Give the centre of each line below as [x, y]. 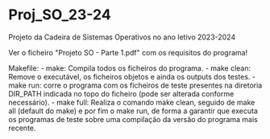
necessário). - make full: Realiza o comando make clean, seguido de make [132, 102]
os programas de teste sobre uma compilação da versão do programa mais [133, 119]
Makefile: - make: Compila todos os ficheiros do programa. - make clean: [130, 68]
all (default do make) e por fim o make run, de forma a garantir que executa [133, 111]
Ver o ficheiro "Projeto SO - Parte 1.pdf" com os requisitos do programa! [128, 52]
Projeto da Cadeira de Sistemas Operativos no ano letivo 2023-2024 [122, 37]
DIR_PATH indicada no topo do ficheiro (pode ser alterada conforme [121, 93]
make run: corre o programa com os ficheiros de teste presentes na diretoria [135, 85]
